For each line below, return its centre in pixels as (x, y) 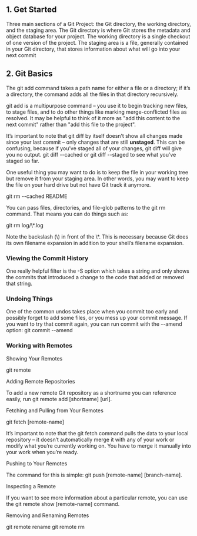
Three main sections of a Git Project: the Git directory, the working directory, (98, 24)
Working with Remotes (39, 346)
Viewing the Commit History (47, 258)
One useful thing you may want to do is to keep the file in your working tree (97, 172)
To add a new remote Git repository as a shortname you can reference (91, 393)
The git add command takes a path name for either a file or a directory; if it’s (98, 88)
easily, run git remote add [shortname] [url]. (59, 399)
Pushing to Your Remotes (37, 463)
